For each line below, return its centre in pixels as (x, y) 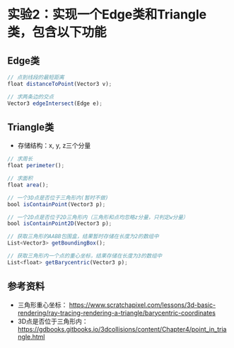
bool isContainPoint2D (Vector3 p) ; (60, 224)
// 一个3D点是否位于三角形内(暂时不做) (58, 198)
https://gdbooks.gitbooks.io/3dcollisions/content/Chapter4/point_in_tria (122, 329)
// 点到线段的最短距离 (36, 77)
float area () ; (28, 185)
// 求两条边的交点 (31, 96)
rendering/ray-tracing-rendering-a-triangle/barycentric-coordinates (116, 313)
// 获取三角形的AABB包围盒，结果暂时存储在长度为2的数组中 (83, 237)
